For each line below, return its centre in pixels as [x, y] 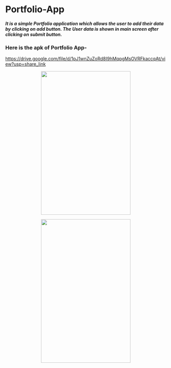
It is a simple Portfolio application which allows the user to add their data [84, 23]
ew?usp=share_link [26, 64]
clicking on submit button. [34, 34]
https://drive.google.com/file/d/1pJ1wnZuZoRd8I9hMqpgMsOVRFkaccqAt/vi [86, 59]
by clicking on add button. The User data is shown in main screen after [82, 29]
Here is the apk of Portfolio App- [46, 47]
